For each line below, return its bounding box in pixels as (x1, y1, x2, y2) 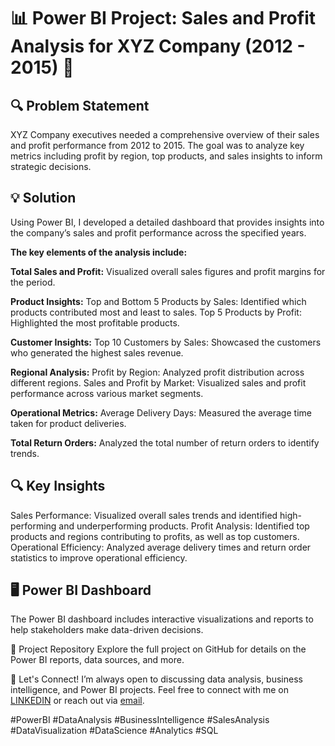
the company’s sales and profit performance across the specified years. (10, 226, 307, 239)
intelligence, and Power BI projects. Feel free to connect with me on (10, 684, 289, 696)
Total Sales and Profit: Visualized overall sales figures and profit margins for (10, 265, 326, 277)
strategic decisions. (10, 161, 92, 172)
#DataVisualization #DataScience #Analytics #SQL (10, 725, 219, 737)
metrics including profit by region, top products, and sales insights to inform (10, 150, 323, 162)
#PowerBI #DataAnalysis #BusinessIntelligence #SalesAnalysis (10, 714, 270, 726)
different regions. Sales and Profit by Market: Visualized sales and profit (10, 376, 307, 389)
